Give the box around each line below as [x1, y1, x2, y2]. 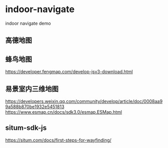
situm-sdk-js [5, 124, 47, 132]
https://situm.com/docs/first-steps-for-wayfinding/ [5, 137, 112, 143]
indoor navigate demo [5, 20, 51, 26]
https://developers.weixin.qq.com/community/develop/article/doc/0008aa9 [5, 98, 163, 104]
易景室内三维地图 [5, 84, 59, 93]
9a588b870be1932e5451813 [5, 104, 65, 110]
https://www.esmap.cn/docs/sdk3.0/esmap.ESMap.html [5, 109, 122, 115]
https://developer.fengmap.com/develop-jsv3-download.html [5, 69, 133, 75]
